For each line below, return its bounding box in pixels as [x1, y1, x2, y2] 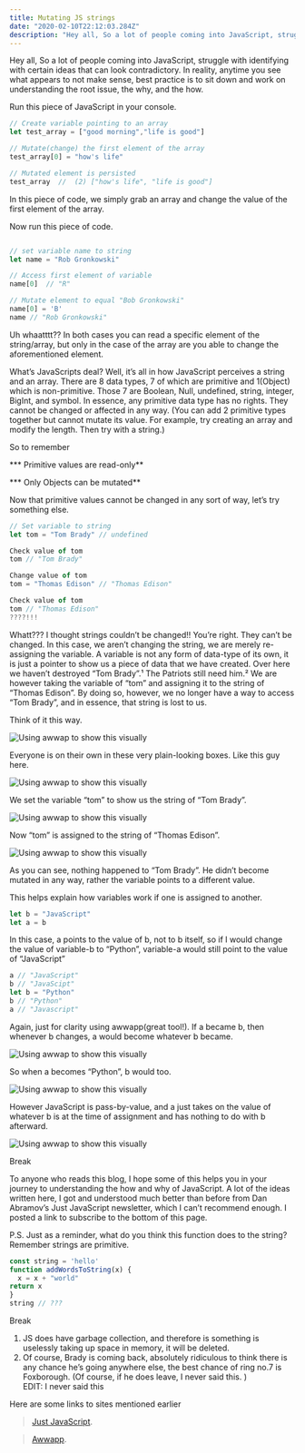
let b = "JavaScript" [9, 909, 92, 918]
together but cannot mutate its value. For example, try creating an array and [9, 414, 293, 425]
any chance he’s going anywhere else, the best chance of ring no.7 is [22, 1362, 282, 1372]
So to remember [9, 441, 70, 452]
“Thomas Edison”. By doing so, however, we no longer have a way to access [9, 687, 295, 698]
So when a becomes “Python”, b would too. [9, 1065, 172, 1076]
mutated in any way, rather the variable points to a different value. [9, 874, 256, 885]
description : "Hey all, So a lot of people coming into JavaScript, [9, 30, 274, 39]
